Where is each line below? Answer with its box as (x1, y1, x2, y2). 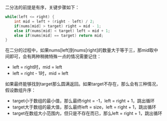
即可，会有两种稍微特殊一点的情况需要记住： (9, 53, 101, 59)
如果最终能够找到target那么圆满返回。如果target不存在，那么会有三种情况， (5, 81, 161, 87)
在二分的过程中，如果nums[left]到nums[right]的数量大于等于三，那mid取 (5, 47, 154, 53)
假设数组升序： (5, 87, 36, 93)
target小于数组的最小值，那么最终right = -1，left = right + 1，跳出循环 (12, 98, 155, 104)
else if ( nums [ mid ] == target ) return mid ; (14, 33, 104, 38)
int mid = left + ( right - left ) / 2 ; (14, 19, 95, 24)
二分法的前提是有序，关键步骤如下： (5, 4, 80, 10)
